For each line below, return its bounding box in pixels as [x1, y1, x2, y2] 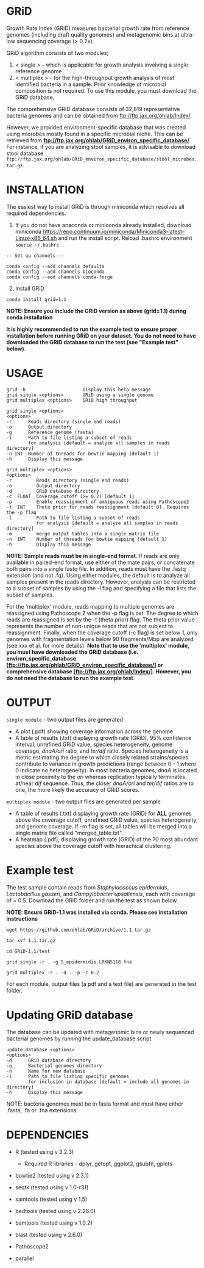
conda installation [6, 313, 53, 321]
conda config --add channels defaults [6, 263, 105, 269]
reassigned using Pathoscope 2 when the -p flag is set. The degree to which [6, 609, 199, 617]
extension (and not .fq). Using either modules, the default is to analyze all [6, 571, 190, 579]
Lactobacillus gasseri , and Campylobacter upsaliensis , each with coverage [6, 890, 195, 897]
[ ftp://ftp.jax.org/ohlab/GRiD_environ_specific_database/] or [6, 661, 163, 668]
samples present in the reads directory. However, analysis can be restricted [6, 578, 196, 585]
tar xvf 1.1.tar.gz [6, 937, 56, 944]
